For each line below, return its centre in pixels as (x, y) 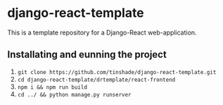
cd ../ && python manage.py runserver (74, 94)
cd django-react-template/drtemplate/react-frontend (96, 80)
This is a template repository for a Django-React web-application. (102, 32)
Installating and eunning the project (87, 55)
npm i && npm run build (52, 87)
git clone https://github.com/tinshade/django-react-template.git (117, 72)
